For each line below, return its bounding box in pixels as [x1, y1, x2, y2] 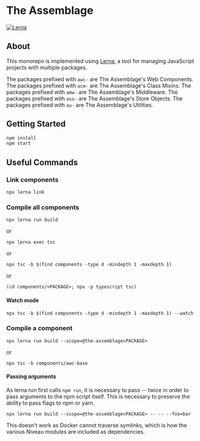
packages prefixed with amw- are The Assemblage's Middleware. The [6, 88, 178, 96]
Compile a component [6, 324, 73, 333]
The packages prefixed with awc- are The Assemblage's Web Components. [6, 75, 194, 82]
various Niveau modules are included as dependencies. [6, 428, 145, 435]
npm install [6, 134, 36, 141]
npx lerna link [6, 189, 45, 195]
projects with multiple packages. [6, 64, 88, 71]
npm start [6, 141, 32, 147]
